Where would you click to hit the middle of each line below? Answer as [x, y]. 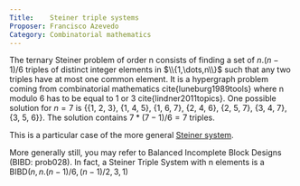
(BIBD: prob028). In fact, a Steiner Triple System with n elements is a [137, 163]
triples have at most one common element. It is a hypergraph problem [139, 79]
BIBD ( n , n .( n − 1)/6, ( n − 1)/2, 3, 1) [69, 172]
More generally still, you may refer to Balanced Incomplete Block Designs [145, 153]
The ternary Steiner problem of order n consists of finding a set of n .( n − [144, 60]
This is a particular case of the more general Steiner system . [122, 135]
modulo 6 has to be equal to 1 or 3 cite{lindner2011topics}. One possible [143, 98]
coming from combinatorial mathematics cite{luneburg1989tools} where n [147, 89]
